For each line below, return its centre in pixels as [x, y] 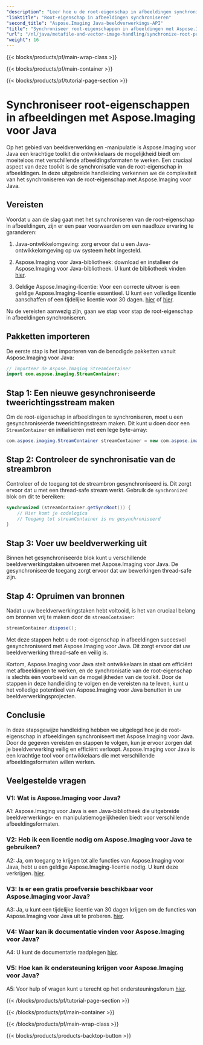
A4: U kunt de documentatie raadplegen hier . [62, 953]
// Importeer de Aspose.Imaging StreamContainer [69, 368]
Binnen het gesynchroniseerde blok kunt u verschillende [76, 558]
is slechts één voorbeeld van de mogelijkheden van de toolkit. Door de [94, 677]
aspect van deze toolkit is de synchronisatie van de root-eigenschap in [94, 166]
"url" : [14, 34]
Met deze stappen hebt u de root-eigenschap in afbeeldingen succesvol [96, 639]
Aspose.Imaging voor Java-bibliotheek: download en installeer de [97, 262]
